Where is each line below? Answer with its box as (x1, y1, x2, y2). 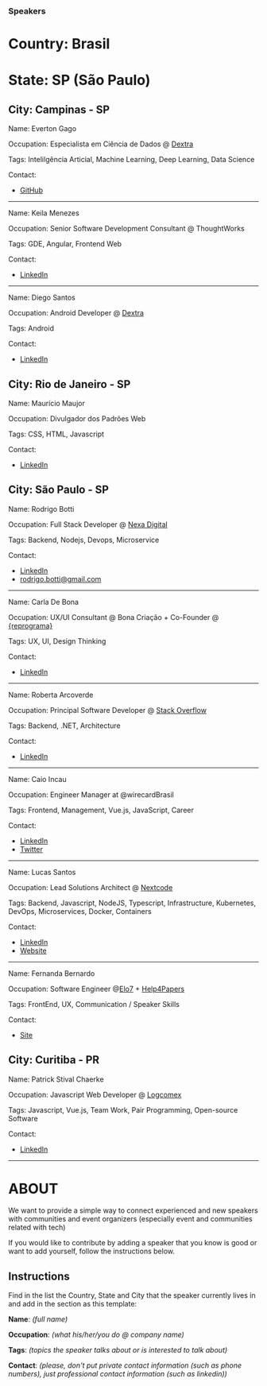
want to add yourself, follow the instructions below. (8, 1246, 175, 1256)
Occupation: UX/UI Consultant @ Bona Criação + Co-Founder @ (8, 612, 219, 621)
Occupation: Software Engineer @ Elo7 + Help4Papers (8, 984, 185, 993)
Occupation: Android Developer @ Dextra (8, 308, 145, 318)
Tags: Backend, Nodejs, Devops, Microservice (8, 535, 160, 544)
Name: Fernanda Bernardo (8, 968, 95, 978)
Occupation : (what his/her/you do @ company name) (8, 1330, 184, 1340)
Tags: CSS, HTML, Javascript (8, 429, 105, 439)
